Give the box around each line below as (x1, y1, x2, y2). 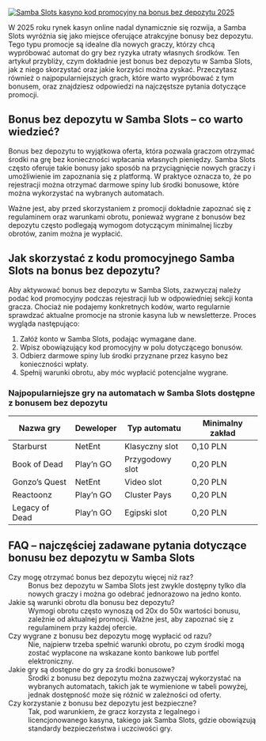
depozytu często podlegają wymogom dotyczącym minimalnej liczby (8, 220, 234, 229)
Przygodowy (124, 453, 172, 464)
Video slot (124, 476, 162, 487)
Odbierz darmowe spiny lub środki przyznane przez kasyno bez (19, 350, 228, 360)
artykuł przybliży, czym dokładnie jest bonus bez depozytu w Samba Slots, (8, 56, 253, 66)
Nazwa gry (18, 422, 61, 433)
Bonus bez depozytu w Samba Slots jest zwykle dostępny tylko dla (28, 580, 247, 590)
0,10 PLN (191, 440, 227, 452)
